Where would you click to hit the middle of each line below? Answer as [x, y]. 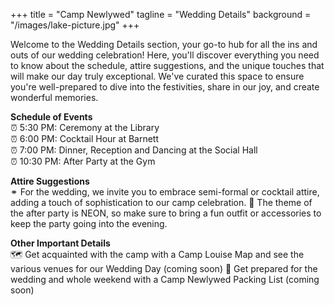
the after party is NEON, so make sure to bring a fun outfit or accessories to [166, 213]
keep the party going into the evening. [89, 223]
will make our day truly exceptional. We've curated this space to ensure [157, 76]
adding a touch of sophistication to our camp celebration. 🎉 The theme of [161, 202]
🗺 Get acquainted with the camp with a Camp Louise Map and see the [157, 254]
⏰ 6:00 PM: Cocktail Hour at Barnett [85, 138]
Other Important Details [60, 243]
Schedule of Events [51, 117]
